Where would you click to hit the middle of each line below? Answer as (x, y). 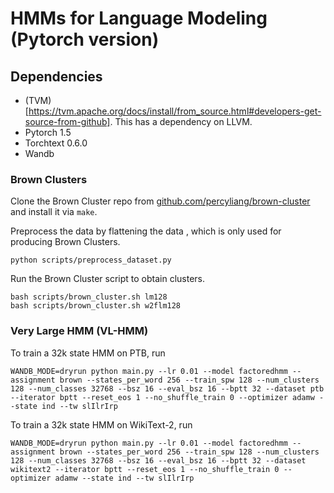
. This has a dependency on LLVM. (181, 121)
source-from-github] (67, 121)
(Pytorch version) (85, 39)
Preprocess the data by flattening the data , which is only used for (146, 231)
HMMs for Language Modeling (139, 18)
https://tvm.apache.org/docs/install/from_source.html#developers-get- (175, 111)
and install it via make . (54, 212)
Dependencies (56, 76)
